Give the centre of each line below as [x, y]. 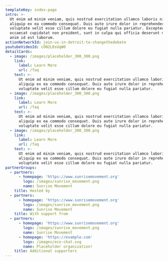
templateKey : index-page [31, 10]
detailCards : [19, 51]
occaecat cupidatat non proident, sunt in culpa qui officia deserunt [85, 33]
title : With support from [41, 214]
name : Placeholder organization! [58, 247]
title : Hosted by [32, 191]
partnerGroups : [21, 168]
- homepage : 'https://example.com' [55, 237]
